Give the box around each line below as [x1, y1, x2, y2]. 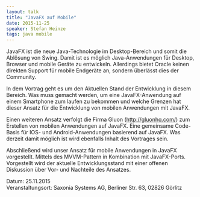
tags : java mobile [6, 31, 52, 37]
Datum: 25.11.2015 [6, 178, 51, 185]
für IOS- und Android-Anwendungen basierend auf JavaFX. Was [20, 129, 181, 136]
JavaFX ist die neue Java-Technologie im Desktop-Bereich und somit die [6, 48, 187, 55]
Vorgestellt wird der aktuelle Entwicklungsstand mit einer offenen [6, 160, 169, 167]
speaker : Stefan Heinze [6, 25, 66, 32]
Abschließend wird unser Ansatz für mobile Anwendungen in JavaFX [6, 147, 177, 154]
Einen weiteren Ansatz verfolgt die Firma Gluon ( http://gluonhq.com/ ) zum [6, 116, 190, 124]
